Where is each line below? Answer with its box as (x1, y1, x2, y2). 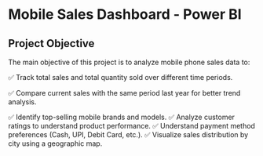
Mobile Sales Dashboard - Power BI (8, 5, 242, 24)
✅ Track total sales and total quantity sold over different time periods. (8, 73, 233, 82)
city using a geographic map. (8, 139, 103, 148)
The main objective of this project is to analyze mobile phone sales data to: (8, 57, 250, 67)
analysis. (8, 97, 37, 107)
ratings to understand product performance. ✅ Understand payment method (8, 122, 255, 130)
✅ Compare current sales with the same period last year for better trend (8, 89, 241, 97)
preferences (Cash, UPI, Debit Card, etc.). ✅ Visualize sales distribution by (8, 130, 249, 139)
